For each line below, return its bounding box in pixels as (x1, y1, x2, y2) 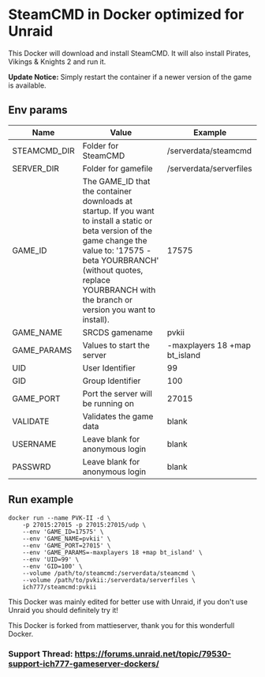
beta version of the (82, 225, 152, 236)
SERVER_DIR (12, 163, 59, 174)
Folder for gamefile (82, 163, 153, 174)
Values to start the (82, 340, 150, 351)
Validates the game (82, 411, 154, 422)
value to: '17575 (82, 245, 144, 256)
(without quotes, (82, 265, 144, 276)
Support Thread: (8, 649, 73, 660)
